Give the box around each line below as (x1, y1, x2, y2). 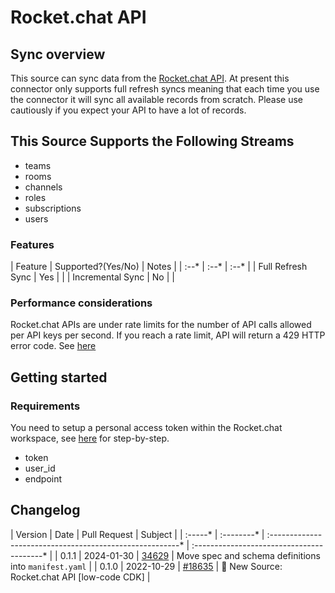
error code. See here (10, 340, 97, 352)
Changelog (10, 502, 81, 519)
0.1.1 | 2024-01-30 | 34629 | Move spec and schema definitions (59, 549, 321, 561)
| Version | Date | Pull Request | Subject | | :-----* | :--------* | (10, 528, 265, 540)
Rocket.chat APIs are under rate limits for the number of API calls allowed (10, 319, 312, 331)
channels (24, 181, 63, 193)
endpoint (24, 473, 63, 485)
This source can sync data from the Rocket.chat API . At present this (10, 72, 290, 84)
